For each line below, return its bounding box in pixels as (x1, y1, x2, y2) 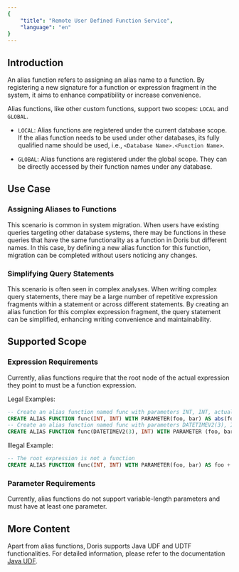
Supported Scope (7, 336, 87, 348)
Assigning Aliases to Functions (7, 204, 117, 214)
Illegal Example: (7, 441, 53, 449)
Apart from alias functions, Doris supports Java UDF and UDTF (7, 542, 192, 551)
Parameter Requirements (7, 478, 96, 488)
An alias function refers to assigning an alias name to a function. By (7, 76, 205, 84)
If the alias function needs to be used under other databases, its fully (17, 133, 220, 142)
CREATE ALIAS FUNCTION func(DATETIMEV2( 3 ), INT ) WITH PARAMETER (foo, (7, 428, 221, 435)
